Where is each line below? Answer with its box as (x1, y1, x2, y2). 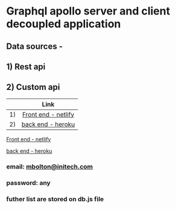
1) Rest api (6, 62, 46, 72)
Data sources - (6, 41, 63, 51)
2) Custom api (6, 82, 60, 92)
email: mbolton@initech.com (6, 162, 93, 170)
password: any (6, 178, 51, 187)
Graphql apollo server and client (6, 4, 171, 18)
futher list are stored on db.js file (6, 195, 104, 203)
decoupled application (6, 17, 121, 31)
